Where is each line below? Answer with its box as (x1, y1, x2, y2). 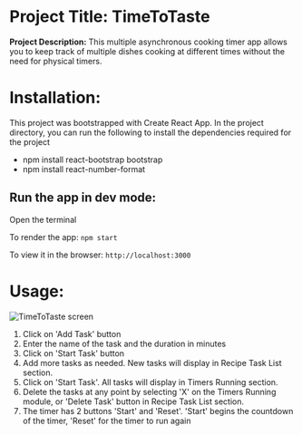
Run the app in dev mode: (9, 190, 157, 206)
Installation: (9, 88, 102, 108)
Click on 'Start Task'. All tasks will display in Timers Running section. (22, 376, 278, 387)
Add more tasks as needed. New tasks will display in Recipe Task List (22, 357, 283, 368)
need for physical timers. (9, 55, 102, 66)
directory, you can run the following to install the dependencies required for (9, 127, 292, 138)
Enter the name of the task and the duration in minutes (22, 338, 227, 349)
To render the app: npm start (9, 231, 118, 242)
